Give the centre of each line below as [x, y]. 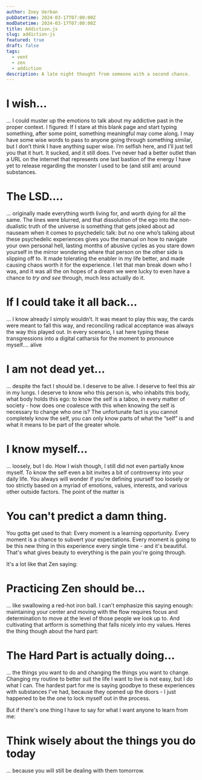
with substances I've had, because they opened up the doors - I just [91, 692]
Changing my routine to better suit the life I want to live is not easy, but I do [100, 679]
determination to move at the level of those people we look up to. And [93, 618]
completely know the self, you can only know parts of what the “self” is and [100, 418]
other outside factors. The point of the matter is [65, 492]
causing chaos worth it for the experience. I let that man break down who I [99, 265]
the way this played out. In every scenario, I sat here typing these [88, 332]
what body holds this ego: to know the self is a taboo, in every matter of [96, 399]
